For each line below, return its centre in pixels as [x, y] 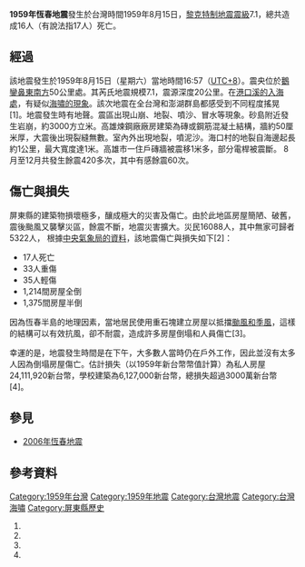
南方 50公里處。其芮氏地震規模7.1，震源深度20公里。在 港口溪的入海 [158, 92]
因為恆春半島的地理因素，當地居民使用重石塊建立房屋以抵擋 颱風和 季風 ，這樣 [152, 322]
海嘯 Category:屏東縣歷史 [57, 508]
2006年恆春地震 [53, 442]
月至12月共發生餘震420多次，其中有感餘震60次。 [102, 160]
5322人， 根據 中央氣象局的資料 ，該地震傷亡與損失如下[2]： [121, 238]
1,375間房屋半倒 [52, 303]
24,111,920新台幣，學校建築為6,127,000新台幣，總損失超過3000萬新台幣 [143, 375]
